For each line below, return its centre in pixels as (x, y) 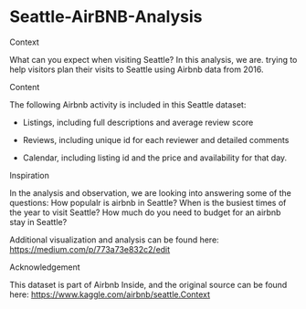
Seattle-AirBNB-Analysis (106, 17)
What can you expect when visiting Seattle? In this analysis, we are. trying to (153, 59)
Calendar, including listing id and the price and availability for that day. (155, 158)
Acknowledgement (45, 267)
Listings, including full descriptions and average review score (138, 122)
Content (25, 87)
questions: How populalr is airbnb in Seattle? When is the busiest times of (148, 202)
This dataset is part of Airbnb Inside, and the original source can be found (148, 284)
